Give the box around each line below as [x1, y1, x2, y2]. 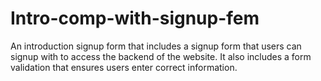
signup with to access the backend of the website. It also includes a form [10, 50, 312, 62]
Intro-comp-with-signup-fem [10, 7, 260, 30]
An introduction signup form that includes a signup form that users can [10, 40, 302, 52]
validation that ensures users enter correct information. [10, 61, 238, 73]
